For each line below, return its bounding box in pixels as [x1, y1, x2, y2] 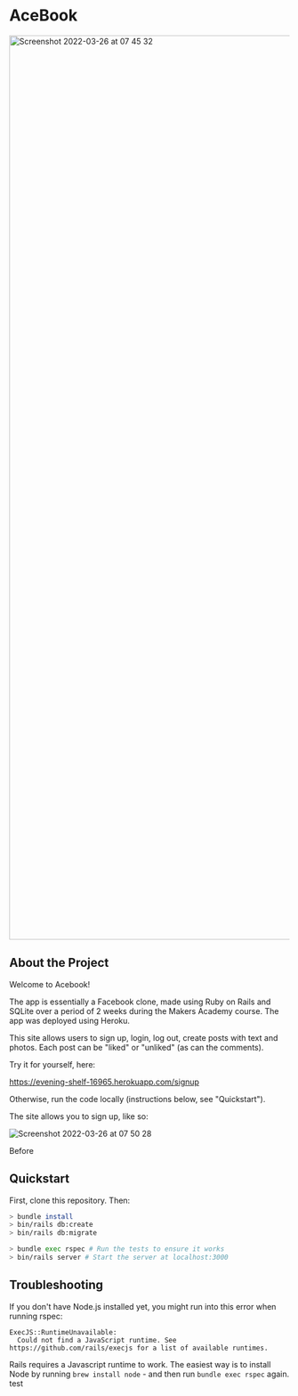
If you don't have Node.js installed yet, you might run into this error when [9, 1301, 277, 1311]
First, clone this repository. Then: [9, 1195, 131, 1205]
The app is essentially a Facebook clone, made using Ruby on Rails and [9, 996, 271, 1007]
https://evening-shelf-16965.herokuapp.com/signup [9, 1076, 200, 1087]
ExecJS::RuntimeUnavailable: [9, 1327, 117, 1336]
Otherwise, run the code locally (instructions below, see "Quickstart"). [9, 1093, 266, 1104]
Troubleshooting [9, 1278, 104, 1293]
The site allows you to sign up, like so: [9, 1110, 149, 1122]
